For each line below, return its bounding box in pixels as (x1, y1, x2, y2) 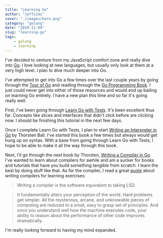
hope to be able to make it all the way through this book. (5, 142, 118, 148)
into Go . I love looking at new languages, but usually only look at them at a (5, 62, 154, 68)
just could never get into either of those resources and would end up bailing (5, 87, 157, 93)
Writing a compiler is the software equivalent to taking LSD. (17, 182, 136, 188)
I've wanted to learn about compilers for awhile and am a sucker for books (5, 157, 154, 163)
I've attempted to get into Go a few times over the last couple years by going (5, 77, 159, 83)
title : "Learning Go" (5, 7, 49, 12)
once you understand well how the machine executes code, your (17, 207, 147, 213)
